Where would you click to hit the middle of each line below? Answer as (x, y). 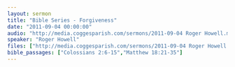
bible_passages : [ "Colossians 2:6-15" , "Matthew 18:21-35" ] (95, 53)
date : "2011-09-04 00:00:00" (50, 27)
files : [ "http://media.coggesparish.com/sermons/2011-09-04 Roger (106, 46)
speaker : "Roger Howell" (43, 40)
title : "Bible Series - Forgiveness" (62, 20)
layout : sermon (29, 14)
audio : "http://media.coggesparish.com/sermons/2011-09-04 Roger (104, 33)
